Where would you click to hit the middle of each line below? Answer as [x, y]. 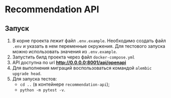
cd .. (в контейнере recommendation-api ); [65, 84]
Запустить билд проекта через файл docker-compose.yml [73, 57]
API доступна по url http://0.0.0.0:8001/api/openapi [69, 62]
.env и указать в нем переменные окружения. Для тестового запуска [89, 46]
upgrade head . [27, 73]
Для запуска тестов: [34, 79]
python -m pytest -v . [42, 90]
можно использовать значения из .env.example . [65, 52]
